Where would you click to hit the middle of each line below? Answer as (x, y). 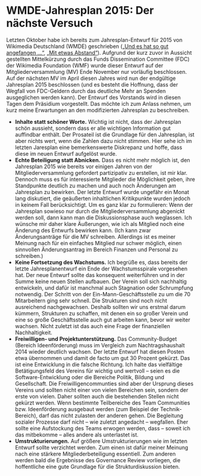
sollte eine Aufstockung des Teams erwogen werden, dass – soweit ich (103, 428)
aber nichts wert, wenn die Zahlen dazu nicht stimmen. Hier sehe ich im (103, 141)
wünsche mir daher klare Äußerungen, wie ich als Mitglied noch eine (100, 224)
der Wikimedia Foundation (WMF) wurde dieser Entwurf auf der (85, 65)
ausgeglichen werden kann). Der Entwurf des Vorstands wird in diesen (94, 97)
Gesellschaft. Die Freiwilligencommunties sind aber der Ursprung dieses (104, 383)
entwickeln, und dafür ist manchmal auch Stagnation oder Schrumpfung (104, 288)
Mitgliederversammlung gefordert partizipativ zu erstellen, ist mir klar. (101, 172)
